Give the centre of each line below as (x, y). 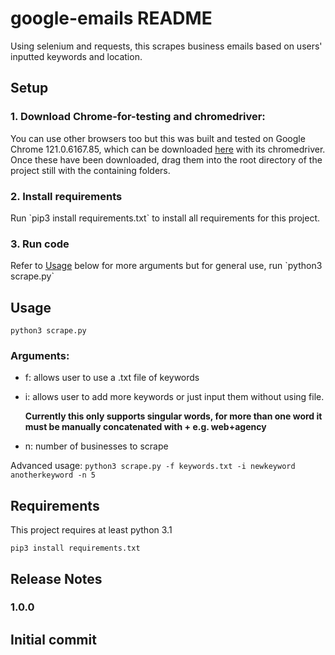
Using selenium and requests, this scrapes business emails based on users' (166, 46)
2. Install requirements (66, 196)
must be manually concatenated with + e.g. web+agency (145, 427)
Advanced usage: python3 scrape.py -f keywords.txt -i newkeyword (153, 466)
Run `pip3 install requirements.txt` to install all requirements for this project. (165, 218)
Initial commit (53, 639)
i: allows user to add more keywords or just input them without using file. (174, 397)
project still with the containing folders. (90, 170)
